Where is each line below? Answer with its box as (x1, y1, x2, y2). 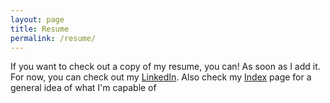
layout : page (10, 14, 65, 25)
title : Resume (10, 24, 70, 34)
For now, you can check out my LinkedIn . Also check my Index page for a (10, 71, 312, 83)
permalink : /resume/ (10, 33, 97, 43)
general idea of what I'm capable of (10, 82, 157, 94)
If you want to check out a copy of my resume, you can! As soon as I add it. (10, 61, 321, 73)
